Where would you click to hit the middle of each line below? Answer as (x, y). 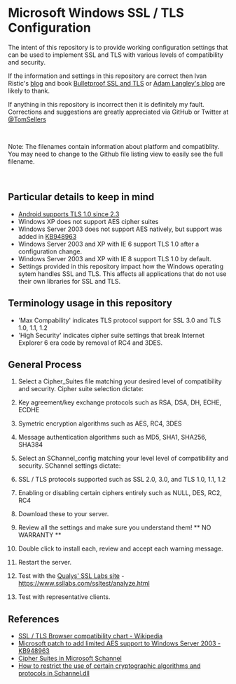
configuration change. (50, 251)
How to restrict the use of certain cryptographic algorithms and (109, 666)
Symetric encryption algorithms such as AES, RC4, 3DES (100, 423)
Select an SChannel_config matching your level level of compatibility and (123, 459)
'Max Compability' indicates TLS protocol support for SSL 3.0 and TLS (119, 320)
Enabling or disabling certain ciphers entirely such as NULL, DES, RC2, (120, 493)
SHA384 (30, 445)
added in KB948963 (47, 236)
